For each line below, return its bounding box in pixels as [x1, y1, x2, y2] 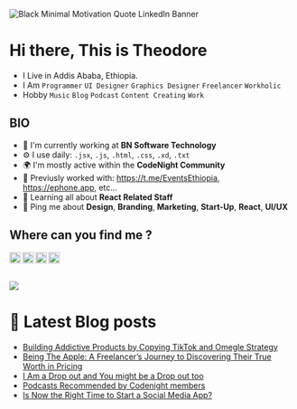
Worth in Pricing [22, 360, 83, 371]
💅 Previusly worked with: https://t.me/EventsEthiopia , [22, 172, 220, 183]
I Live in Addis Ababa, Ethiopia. [22, 70, 138, 81]
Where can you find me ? [9, 227, 153, 243]
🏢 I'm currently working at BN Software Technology [22, 139, 217, 150]
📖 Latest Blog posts [9, 311, 157, 332]
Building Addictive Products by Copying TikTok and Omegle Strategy [22, 341, 278, 352]
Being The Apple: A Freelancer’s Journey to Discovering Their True [22, 351, 273, 362]
